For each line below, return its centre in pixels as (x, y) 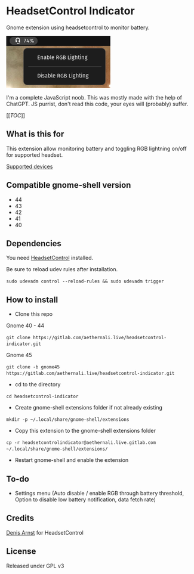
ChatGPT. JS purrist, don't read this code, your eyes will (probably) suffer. (97, 104)
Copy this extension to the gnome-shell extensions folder (85, 431)
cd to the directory (38, 384)
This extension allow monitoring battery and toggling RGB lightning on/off (96, 148)
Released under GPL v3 (35, 566)
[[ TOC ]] (16, 115)
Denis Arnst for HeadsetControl (45, 532)
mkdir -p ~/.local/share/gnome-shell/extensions (68, 420)
